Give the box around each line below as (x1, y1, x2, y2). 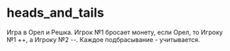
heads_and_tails (6, 5, 104, 21)
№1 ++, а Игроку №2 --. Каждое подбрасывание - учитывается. (6, 35, 200, 43)
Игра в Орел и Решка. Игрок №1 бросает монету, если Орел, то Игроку (6, 28, 224, 36)
